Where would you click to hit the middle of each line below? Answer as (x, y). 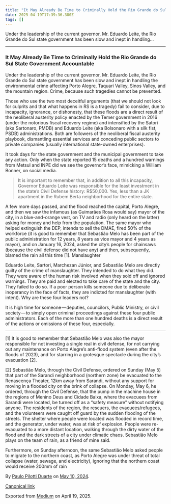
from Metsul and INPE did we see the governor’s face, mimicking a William (83, 165)
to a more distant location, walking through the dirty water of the (96, 429)
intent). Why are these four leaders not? (47, 297)
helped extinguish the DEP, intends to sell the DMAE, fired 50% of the (78, 228)
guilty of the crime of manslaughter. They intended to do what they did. (80, 270)
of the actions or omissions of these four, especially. (60, 324)
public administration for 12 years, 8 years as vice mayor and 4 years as (81, 239)
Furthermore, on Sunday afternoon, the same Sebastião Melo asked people (84, 450)
